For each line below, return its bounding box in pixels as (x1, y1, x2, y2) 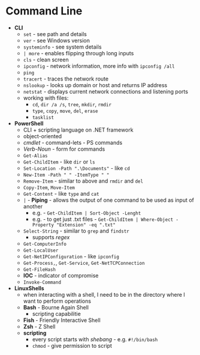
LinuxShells (14, 284, 44, 292)
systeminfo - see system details (23, 43, 102, 50)
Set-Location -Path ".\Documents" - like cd (23, 164, 130, 172)
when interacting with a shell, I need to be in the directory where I (23, 291, 185, 298)
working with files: (23, 94, 69, 102)
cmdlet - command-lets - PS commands (23, 139, 123, 146)
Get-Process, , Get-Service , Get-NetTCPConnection (23, 259, 145, 266)
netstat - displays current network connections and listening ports (23, 88, 189, 95)
